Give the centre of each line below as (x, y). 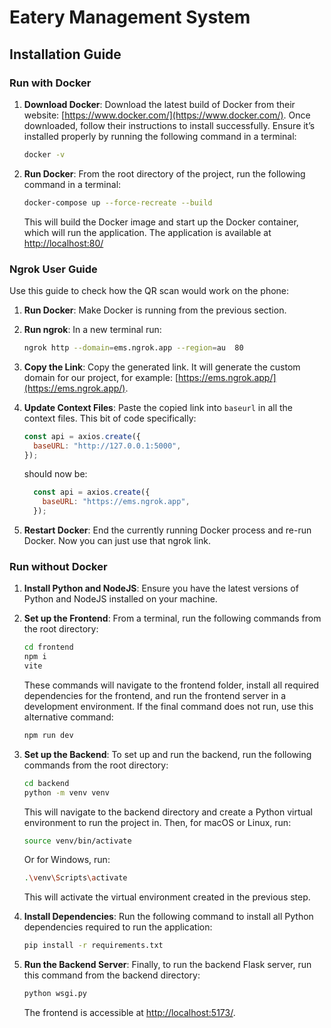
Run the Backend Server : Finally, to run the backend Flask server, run (167, 965)
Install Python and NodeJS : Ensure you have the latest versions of (161, 588)
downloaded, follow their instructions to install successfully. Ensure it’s (169, 125)
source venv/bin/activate (77, 841)
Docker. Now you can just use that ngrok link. (117, 541)
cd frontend (48, 647)
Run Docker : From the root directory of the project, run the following (164, 173)
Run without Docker (58, 566)
